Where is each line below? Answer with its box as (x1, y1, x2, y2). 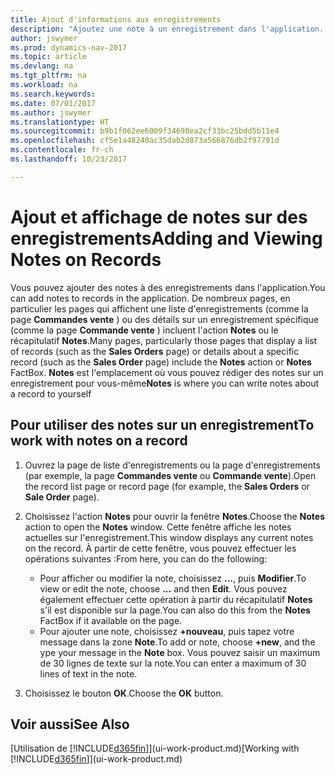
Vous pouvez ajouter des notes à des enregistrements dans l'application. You (10, 281, 326, 293)
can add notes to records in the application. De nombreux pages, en (10, 292, 291, 304)
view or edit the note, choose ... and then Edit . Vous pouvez (39, 582, 288, 595)
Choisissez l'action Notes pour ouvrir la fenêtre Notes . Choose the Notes (24, 510, 325, 522)
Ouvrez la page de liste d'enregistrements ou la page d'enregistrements (24, 459, 321, 471)
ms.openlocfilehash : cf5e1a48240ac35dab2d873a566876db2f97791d (10, 136, 280, 146)
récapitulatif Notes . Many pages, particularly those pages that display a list (10, 334, 318, 346)
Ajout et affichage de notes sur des (10, 206, 308, 228)
